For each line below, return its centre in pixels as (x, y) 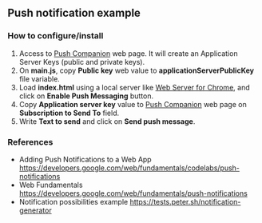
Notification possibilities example (73, 201)
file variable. (40, 78)
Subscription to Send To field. (69, 113)
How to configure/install (56, 36)
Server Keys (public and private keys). (82, 62)
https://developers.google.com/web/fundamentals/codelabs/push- (129, 168)
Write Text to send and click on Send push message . (107, 121)
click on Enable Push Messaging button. (86, 96)
